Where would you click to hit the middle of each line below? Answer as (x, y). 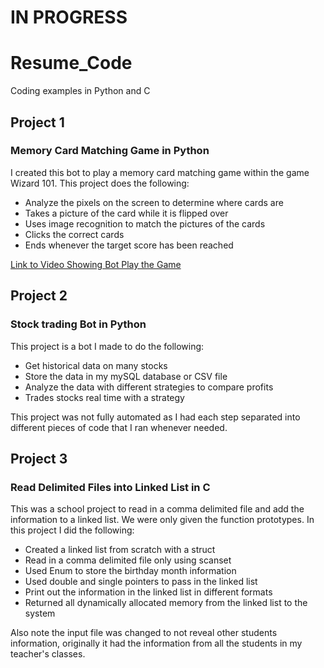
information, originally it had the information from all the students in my (156, 643)
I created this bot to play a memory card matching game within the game (160, 172)
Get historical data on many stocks (96, 365)
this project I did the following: (72, 530)
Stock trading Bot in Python (78, 324)
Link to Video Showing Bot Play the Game (96, 264)
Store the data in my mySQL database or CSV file (126, 376)
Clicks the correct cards (74, 234)
